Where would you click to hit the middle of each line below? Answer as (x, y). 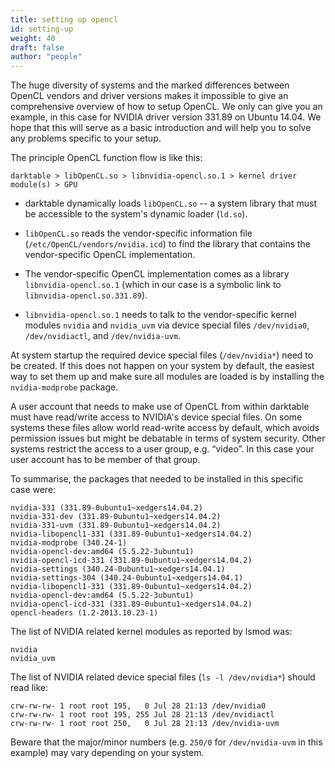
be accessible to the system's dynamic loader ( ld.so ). (136, 214)
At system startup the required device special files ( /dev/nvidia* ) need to (162, 355)
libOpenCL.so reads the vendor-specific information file (138, 233)
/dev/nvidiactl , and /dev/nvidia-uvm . (103, 336)
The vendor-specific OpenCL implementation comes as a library (157, 274)
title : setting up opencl (64, 19)
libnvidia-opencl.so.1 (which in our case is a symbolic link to (153, 285)
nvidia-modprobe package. (64, 387)
